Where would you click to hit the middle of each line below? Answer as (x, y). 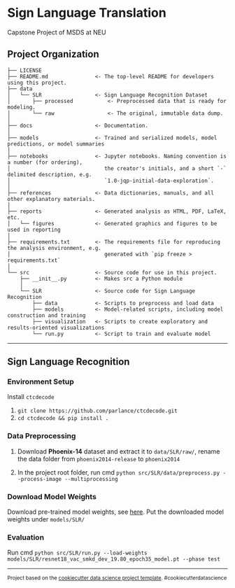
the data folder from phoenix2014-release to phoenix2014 (99, 458)
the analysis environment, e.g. (54, 248)
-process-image (40, 479)
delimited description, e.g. (50, 174)
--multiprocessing (91, 479)
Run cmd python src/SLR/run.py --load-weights (77, 553)
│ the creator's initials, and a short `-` (117, 168)
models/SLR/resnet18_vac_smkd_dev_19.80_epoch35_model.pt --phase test (114, 559)
